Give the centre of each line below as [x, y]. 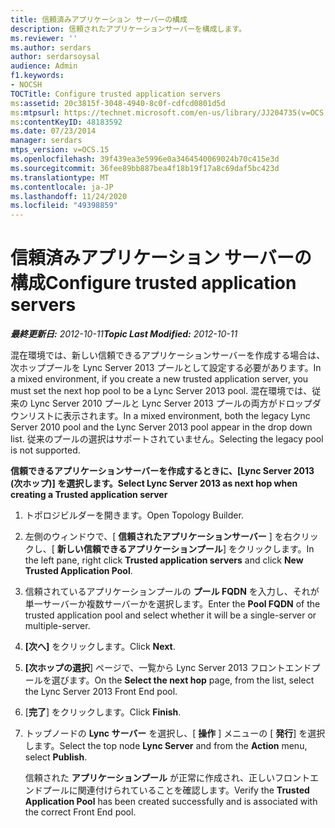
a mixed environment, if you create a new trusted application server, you [159, 379]
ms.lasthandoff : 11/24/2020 [69, 196]
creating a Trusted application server [89, 495]
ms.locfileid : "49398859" [64, 206]
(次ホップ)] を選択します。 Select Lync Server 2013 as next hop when [154, 483]
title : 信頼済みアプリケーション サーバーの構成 [99, 19]
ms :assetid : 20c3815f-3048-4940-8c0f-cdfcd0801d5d [118, 103]
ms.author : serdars [51, 47]
